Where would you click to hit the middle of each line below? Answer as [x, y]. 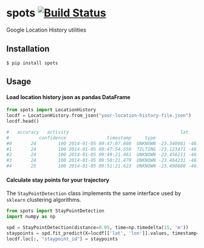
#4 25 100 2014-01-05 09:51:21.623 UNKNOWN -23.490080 [96, 166]
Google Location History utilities [46, 30]
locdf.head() [23, 122]
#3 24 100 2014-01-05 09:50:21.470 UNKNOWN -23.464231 [96, 160]
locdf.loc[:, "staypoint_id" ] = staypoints [62, 239]
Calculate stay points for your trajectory [58, 180]
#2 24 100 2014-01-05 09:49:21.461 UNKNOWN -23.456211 [96, 155]
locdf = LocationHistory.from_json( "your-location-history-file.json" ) [99, 115]
